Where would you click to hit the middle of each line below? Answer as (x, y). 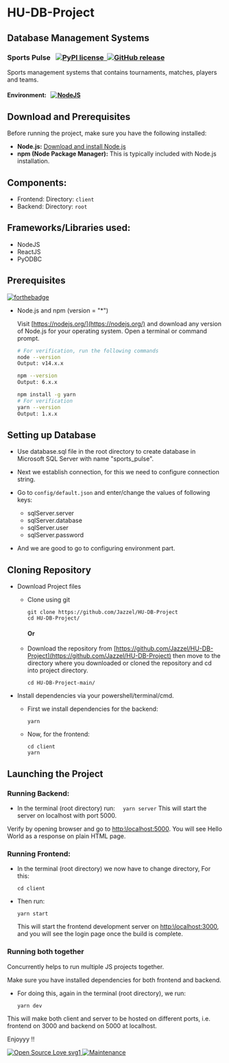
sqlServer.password (56, 535)
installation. (33, 161)
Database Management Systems (78, 38)
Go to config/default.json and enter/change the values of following (113, 493)
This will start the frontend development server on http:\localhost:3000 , (118, 927)
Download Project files (49, 587)
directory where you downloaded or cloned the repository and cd (120, 663)
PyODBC (29, 259)
